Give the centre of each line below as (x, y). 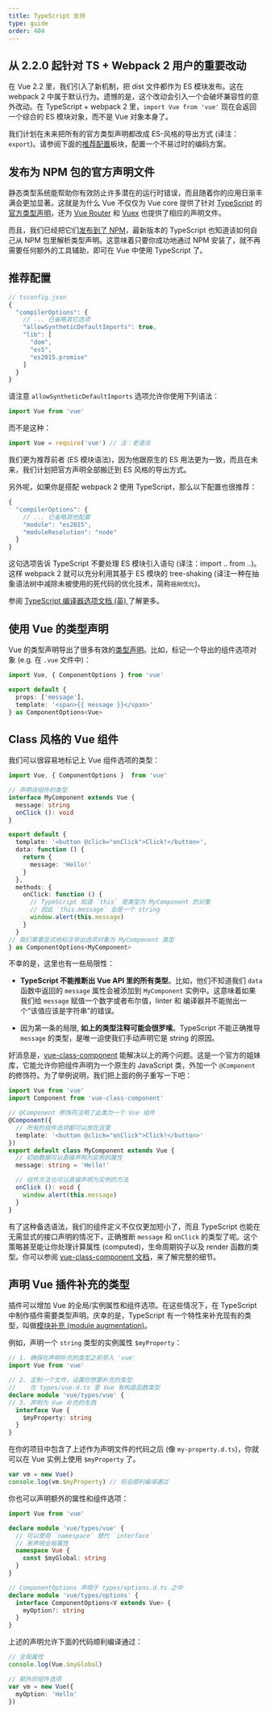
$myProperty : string (57, 1418)
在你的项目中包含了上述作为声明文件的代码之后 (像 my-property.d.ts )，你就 (134, 1449)
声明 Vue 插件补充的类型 (69, 1284)
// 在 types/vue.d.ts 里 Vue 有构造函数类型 (84, 1388)
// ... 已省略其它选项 (56, 320)
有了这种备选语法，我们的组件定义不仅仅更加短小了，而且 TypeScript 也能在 (134, 1226)
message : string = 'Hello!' (63, 1166)
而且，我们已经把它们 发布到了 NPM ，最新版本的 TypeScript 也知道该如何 (129, 230)
